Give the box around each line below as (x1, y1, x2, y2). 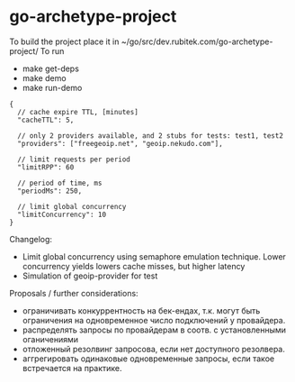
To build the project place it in (9, 36, 120, 47)
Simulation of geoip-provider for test (22, 270, 158, 281)
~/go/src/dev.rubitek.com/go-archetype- (121, 36, 273, 47)
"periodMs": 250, (17, 186, 83, 196)
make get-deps (22, 63, 79, 74)
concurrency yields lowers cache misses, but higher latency (22, 260, 246, 271)
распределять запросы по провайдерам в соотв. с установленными (22, 324, 286, 335)
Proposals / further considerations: (9, 287, 139, 298)
